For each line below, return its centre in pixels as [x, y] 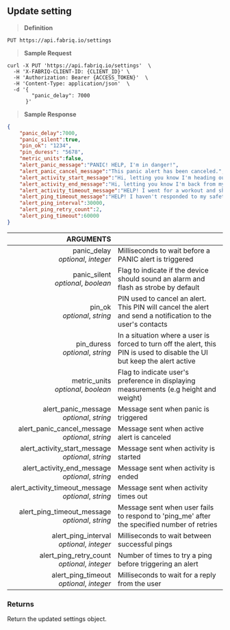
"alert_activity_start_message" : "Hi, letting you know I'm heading [117, 177]
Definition [38, 27]
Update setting [39, 11]
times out [133, 496]
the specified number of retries [167, 525]
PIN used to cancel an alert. [162, 299]
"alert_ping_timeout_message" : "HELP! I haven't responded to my [113, 197]
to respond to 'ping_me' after [164, 516]
